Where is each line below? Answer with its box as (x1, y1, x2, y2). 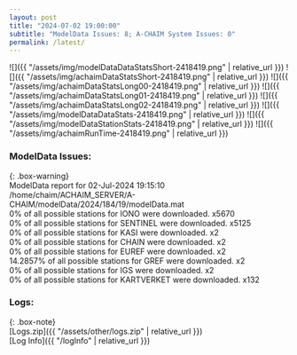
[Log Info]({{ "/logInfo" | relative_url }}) (9, 335, 151, 346)
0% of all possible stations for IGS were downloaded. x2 (9, 264, 215, 275)
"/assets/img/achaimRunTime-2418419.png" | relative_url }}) (9, 128, 229, 138)
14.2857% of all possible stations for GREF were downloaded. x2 (9, 255, 246, 266)
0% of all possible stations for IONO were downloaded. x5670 (9, 208, 235, 218)
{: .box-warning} (9, 170, 69, 181)
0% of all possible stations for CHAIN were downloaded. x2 (9, 236, 226, 247)
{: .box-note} (9, 316, 56, 327)
